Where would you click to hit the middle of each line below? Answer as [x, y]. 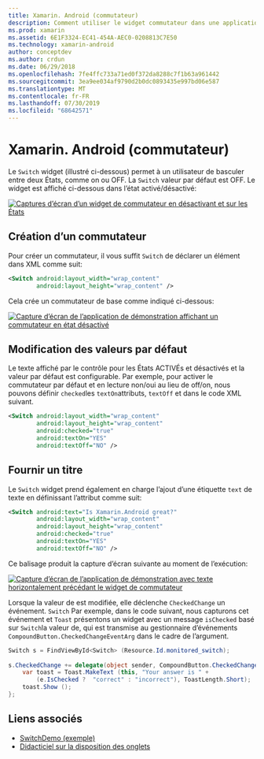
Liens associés [45, 719]
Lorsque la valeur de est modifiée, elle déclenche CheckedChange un [117, 602]
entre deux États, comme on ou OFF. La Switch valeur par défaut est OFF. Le [132, 180]
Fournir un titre [46, 470]
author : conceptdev [40, 52]
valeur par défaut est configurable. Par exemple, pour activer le [111, 377]
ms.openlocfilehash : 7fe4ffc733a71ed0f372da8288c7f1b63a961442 [114, 74]
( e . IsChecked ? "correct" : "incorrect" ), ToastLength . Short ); [144, 680]
